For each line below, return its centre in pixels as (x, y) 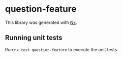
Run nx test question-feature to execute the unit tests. (62, 49)
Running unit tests (34, 38)
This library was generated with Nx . (41, 22)
